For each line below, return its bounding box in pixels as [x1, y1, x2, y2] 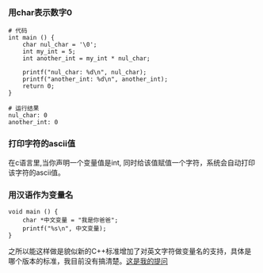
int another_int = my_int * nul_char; [22, 55, 151, 63]
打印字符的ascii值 [8, 138, 76, 150]
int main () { [8, 34, 55, 42]
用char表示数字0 [8, 6, 73, 17]
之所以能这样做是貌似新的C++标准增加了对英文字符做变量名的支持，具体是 [8, 246, 252, 256]
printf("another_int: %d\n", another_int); [22, 75, 169, 84]
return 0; [22, 82, 55, 90]
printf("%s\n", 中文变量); [22, 224, 107, 233]
